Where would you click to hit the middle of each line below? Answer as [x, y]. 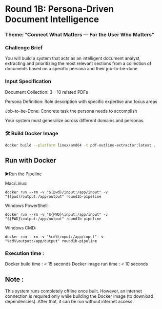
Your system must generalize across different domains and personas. [75, 120]
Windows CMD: [21, 228]
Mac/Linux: [16, 184]
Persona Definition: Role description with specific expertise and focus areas [81, 102]
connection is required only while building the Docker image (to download [79, 296]
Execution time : [25, 253]
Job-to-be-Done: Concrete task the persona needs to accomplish [71, 111]
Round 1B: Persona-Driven [60, 9]
